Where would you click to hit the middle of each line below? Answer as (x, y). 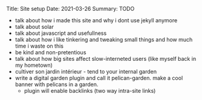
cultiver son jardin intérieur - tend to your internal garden (86, 71)
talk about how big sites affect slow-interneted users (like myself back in (106, 59)
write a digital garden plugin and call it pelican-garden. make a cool (99, 78)
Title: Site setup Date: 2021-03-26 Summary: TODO (70, 9)
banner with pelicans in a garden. (57, 84)
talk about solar (34, 27)
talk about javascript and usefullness (61, 33)
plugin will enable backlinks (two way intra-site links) (90, 91)
